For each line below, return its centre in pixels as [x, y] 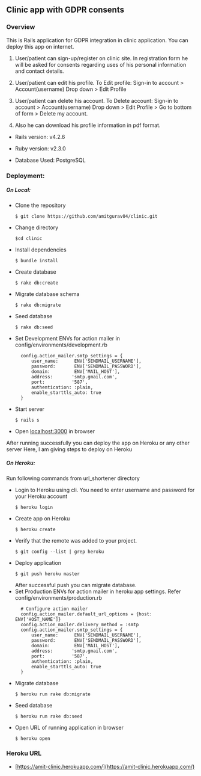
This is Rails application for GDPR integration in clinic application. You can [97, 40]
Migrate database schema [47, 294]
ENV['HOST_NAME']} [38, 619]
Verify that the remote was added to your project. [76, 540]
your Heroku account [41, 496]
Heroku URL [24, 753]
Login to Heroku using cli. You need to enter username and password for [105, 490]
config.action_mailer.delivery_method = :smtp [80, 624]
